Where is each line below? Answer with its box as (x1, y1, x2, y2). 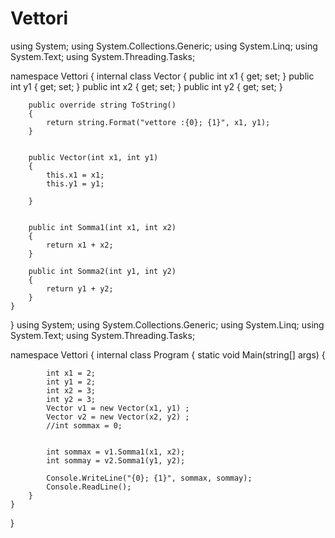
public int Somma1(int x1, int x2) (28, 222, 177, 232)
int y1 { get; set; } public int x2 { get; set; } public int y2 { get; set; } (10, 80, 283, 92)
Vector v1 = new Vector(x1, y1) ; (46, 403, 190, 413)
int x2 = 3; (46, 385, 97, 396)
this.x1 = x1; (46, 170, 105, 180)
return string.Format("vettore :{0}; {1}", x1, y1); (46, 117, 271, 127)
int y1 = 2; (46, 377, 97, 387)
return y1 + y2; (46, 283, 114, 294)
